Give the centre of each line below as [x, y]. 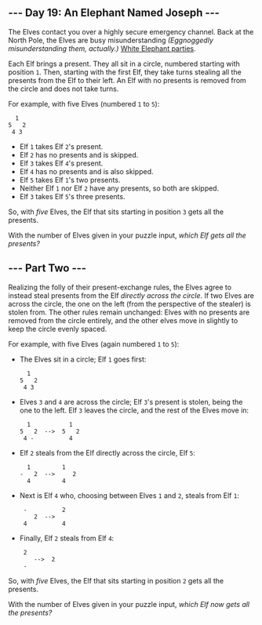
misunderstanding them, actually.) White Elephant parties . [102, 48]
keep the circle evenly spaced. [58, 329]
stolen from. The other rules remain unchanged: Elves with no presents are [129, 312]
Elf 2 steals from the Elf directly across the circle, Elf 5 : [107, 452]
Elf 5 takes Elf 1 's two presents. [70, 180]
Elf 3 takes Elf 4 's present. [61, 163]
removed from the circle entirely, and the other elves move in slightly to [123, 320]
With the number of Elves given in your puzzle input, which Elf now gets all [129, 604]
